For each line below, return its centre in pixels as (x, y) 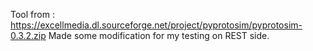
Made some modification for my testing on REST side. (159, 35)
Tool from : (32, 14)
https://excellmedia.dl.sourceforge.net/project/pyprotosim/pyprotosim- (156, 25)
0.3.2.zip (28, 35)
